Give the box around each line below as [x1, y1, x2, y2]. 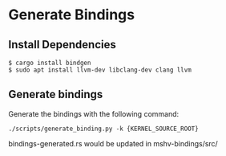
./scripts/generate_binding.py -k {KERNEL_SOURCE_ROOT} [8, 125, 199, 133]
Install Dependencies [8, 38, 116, 51]
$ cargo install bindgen [8, 59, 91, 67]
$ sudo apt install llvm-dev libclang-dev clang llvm [8, 66, 192, 74]
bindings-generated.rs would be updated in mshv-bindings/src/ [8, 138, 218, 148]
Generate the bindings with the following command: [8, 109, 180, 118]
